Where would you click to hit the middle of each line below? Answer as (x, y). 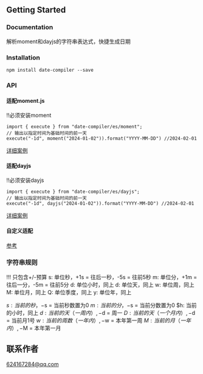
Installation (23, 57)
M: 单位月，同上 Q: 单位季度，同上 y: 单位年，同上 (69, 292)
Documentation (30, 27)
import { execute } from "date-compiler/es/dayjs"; (73, 192)
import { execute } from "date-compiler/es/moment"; (74, 127)
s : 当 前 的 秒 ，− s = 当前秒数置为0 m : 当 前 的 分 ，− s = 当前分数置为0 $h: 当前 (101, 305)
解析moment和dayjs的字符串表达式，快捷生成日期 (68, 41)
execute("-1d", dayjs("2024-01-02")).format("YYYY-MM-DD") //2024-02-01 (100, 204)
